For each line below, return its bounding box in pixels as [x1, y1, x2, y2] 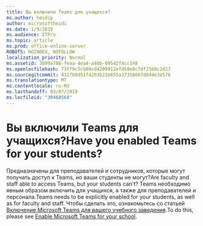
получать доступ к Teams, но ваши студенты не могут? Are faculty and [6, 173, 190, 181]
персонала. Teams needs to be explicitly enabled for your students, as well [6, 193, 195, 200]
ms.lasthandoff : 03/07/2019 [6, 89, 78, 95]
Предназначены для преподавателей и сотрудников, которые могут [6, 167, 185, 175]
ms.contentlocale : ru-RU [6, 83, 70, 89]
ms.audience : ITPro [6, 32, 56, 38]
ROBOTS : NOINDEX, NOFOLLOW [6, 49, 75, 55]
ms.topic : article [6, 37, 53, 43]
